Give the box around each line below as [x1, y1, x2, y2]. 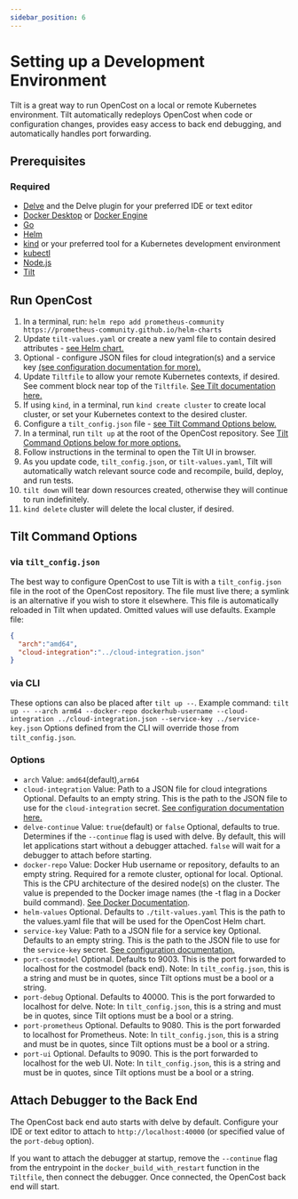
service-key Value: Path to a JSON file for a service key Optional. [22, 925, 262, 936]
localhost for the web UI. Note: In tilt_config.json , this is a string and [22, 1058, 281, 1068]
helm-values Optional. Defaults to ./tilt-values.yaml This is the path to [22, 906, 286, 917]
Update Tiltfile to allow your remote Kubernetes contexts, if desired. [22, 371, 280, 382]
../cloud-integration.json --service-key [57, 714, 214, 723]
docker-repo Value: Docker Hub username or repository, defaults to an [22, 859, 280, 870]
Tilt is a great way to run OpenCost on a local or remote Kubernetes [10, 100, 257, 110]
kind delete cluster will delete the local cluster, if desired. [22, 503, 234, 514]
